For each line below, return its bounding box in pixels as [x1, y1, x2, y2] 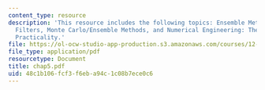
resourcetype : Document [8, 56, 87, 63]
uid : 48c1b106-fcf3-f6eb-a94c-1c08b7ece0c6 [8, 70, 154, 77]
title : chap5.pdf [8, 63, 65, 70]
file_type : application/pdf [8, 48, 101, 56]
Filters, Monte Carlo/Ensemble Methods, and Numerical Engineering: [15, 26, 245, 34]
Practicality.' [15, 33, 65, 41]
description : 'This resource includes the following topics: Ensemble [8, 19, 245, 27]
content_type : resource [8, 11, 87, 20]
